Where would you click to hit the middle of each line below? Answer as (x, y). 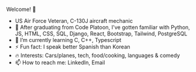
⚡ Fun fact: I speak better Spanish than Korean (72, 47)
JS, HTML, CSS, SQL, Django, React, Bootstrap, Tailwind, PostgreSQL (101, 34)
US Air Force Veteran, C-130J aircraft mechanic (74, 21)
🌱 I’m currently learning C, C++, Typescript (68, 40)
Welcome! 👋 (21, 9)
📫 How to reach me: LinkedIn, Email (60, 62)
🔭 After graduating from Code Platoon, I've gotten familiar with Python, (103, 27)
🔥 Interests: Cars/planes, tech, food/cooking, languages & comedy (97, 55)
